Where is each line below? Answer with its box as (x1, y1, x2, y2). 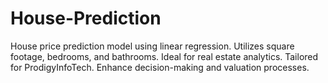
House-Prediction (10, 7, 162, 30)
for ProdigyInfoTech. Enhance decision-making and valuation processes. (10, 61, 310, 73)
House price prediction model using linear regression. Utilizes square (10, 40, 295, 52)
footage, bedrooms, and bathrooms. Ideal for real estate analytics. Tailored (10, 50, 319, 62)
